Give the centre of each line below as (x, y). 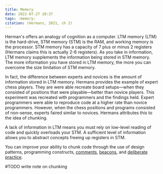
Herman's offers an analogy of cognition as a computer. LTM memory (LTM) (81, 37)
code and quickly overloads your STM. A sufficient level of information (75, 132)
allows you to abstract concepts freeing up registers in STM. (65, 138)
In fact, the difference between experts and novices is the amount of (73, 77)
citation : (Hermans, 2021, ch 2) (39, 23)
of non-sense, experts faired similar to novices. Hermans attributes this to (79, 113)
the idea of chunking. (26, 118)
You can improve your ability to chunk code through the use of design (75, 147)
